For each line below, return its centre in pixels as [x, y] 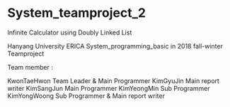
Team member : [30, 67]
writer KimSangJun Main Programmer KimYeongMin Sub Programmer [109, 88]
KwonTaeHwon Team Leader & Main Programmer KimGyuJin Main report [113, 81]
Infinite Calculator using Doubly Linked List [70, 32]
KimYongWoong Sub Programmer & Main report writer [86, 96]
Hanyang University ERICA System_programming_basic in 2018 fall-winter [115, 46]
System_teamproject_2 [77, 13]
